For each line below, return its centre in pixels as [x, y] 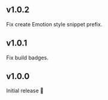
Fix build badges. [27, 57]
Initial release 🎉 [25, 91]
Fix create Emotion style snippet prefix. [54, 24]
